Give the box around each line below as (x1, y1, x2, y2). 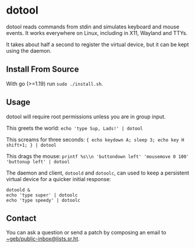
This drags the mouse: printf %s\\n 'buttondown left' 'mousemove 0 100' (6, 152, 189, 160)
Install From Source (6, 65, 79, 75)
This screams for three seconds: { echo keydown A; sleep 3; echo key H (6, 136, 184, 143)
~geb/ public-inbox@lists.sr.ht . (6, 235, 80, 243)
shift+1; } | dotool (6, 142, 57, 148)
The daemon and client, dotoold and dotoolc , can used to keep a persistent (6, 169, 190, 176)
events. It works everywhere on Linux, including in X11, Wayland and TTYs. (6, 29, 188, 36)
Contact (6, 213, 37, 223)
